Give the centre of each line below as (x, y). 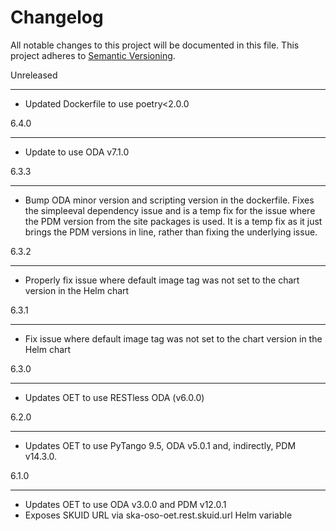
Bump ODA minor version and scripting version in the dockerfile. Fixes (169, 200)
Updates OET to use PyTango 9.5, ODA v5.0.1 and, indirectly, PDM (160, 445)
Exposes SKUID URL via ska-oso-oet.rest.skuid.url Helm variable (158, 515)
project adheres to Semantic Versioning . (93, 55)
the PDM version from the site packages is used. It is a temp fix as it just (173, 221)
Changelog (57, 17)
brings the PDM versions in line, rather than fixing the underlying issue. (171, 232)
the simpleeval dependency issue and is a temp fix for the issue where (170, 210)
